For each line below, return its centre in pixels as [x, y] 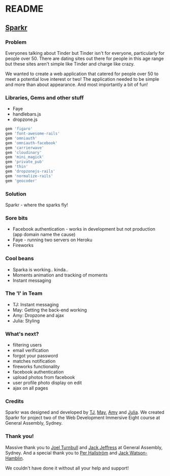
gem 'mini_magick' [25, 157]
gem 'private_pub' [25, 162]
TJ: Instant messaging [36, 304]
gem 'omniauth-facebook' [31, 143]
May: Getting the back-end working [50, 310]
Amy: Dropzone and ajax [38, 315]
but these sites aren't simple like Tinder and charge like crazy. [70, 64]
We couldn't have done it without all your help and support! [67, 468]
